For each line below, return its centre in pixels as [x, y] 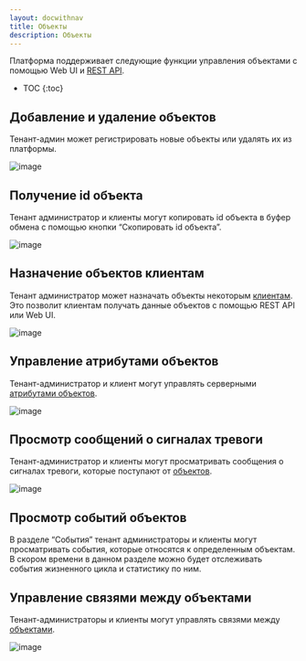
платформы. [33, 149]
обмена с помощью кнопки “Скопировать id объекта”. [116, 227]
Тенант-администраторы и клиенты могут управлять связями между [145, 620]
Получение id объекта [76, 195]
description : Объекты [51, 35]
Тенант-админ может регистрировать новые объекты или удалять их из [151, 139]
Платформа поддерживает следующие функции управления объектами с [153, 61]
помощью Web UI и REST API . [67, 70]
